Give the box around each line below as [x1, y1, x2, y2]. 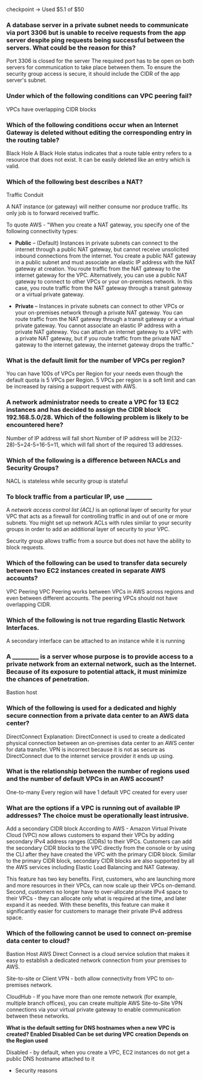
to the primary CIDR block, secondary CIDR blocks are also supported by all [6, 857, 195, 864]
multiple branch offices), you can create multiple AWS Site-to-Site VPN [6, 999, 183, 1007]
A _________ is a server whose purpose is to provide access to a [6, 652, 194, 660]
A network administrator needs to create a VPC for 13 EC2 [6, 398, 179, 406]
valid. [6, 162, 20, 170]
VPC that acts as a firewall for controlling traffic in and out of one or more [6, 512, 189, 520]
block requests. [6, 544, 45, 551]
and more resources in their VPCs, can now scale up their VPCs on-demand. [6, 882, 197, 889]
